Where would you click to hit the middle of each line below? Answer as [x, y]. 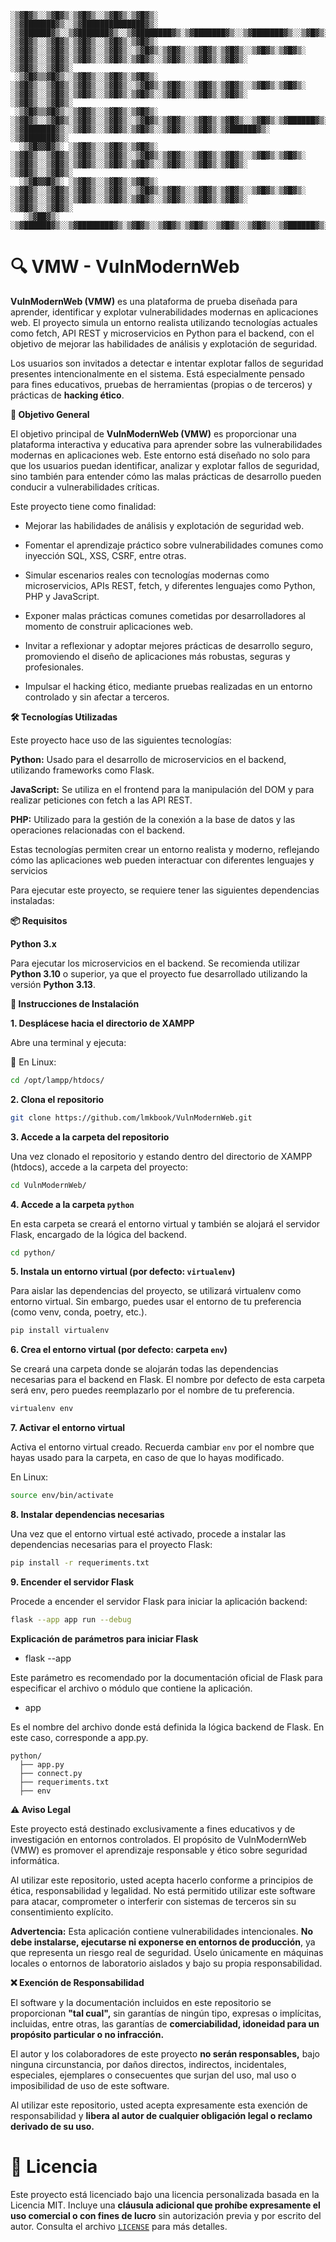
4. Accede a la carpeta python [72, 1204]
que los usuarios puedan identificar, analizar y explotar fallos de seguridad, [165, 465]
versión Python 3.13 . [53, 984]
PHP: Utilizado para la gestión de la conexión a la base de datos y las [153, 819]
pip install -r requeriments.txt [80, 1563]
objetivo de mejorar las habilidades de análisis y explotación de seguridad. [164, 343]
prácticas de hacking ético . [67, 395]
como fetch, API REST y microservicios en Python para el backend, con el [162, 333]
